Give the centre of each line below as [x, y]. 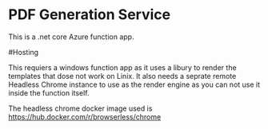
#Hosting [23, 52]
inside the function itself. [49, 92]
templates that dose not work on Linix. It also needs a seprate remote [122, 76]
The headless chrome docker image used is [80, 108]
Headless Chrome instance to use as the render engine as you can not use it [134, 84]
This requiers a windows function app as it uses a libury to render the [123, 67]
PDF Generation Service [89, 15]
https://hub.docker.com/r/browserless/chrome [85, 116]
